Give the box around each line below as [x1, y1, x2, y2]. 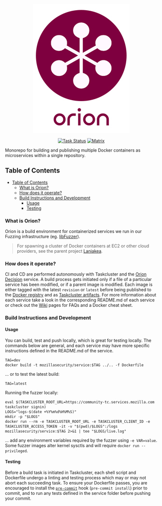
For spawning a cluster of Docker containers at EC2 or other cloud [16, 243, 149, 249]
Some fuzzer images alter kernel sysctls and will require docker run [5, 442, 139, 448]
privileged [5, 449, 27, 454]
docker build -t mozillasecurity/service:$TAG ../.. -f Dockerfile [5, 363, 144, 367]
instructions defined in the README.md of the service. [5, 348, 114, 353]
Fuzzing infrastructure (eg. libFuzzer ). [5, 234, 81, 240]
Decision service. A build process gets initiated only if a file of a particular [5, 277, 152, 282]
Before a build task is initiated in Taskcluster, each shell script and [5, 470, 136, 475]
